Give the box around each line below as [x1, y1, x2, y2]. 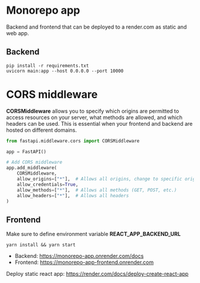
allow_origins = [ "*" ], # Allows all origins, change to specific [17, 176, 183, 182]
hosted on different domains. [6, 126, 77, 133]
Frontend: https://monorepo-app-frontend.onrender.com [14, 259, 154, 266]
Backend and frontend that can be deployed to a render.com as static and [6, 23, 187, 30]
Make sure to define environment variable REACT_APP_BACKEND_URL [6, 231, 181, 238]
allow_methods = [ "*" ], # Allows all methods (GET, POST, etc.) [17, 187, 177, 193]
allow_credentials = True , [17, 181, 79, 188]
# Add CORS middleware [6, 159, 62, 166]
